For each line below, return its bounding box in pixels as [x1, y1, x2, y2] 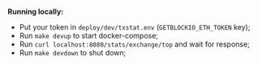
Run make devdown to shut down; [19, 48, 127, 57]
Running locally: [7, 7, 64, 16]
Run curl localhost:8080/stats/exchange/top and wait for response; [19, 39, 251, 49]
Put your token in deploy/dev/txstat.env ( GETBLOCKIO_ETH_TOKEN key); [19, 22, 251, 31]
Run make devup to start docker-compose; [19, 31, 159, 40]
